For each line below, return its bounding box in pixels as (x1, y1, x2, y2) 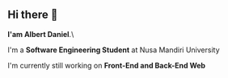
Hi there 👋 (7, 8, 58, 22)
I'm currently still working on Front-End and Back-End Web (7, 60, 206, 70)
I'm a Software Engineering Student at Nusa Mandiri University (7, 45, 220, 55)
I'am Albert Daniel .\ (7, 29, 74, 39)
